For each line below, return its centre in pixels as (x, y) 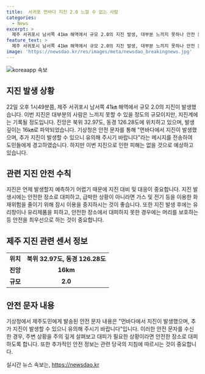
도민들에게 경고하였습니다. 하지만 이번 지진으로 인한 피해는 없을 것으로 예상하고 (100, 145)
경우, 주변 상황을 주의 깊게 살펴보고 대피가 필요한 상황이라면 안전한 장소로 (100, 336)
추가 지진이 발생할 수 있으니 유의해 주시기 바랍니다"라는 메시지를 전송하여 (106, 137)
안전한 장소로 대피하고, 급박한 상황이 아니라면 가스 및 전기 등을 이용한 (110, 197)
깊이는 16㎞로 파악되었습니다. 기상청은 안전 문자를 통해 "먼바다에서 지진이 (94, 129)
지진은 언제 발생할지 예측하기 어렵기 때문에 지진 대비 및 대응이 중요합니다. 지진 (99, 189)
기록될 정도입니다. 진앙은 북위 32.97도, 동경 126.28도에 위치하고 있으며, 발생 (104, 122)
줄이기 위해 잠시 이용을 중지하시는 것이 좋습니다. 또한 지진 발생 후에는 (110, 204)
